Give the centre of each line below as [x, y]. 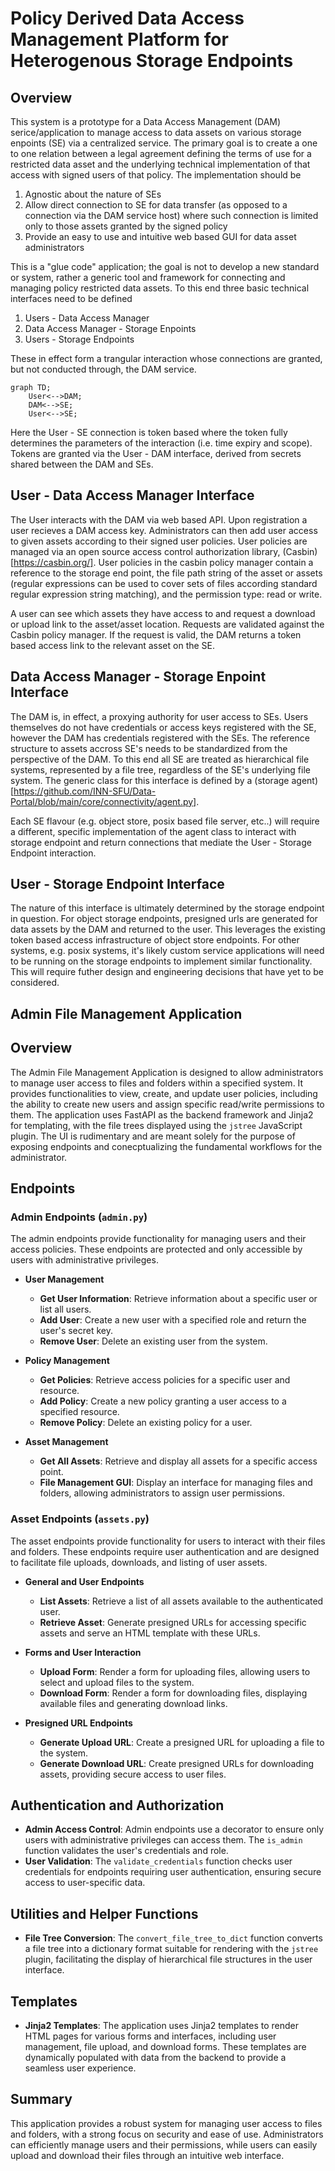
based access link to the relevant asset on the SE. [113, 645]
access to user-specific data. [85, 1883]
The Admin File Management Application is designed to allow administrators [167, 1072]
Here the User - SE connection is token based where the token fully [149, 432]
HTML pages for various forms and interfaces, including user [150, 2036]
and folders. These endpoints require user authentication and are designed [165, 1551]
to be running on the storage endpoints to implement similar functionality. [161, 961]
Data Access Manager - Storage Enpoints [110, 328]
